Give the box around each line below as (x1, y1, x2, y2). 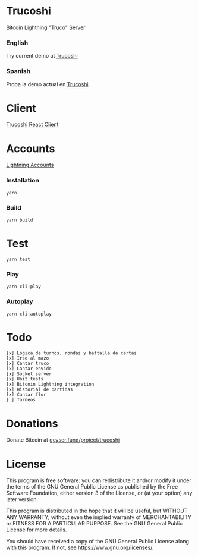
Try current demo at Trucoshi (6, 52, 78, 59)
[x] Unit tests (6, 376, 44, 382)
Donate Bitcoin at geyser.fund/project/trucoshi (6, 436, 120, 443)
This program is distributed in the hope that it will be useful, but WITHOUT (6, 507, 188, 515)
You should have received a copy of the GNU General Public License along (6, 538, 189, 545)
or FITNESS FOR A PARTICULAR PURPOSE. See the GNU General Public (6, 520, 183, 527)
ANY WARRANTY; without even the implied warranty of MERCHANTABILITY (6, 514, 192, 521)
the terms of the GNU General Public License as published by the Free (6, 483, 178, 490)
